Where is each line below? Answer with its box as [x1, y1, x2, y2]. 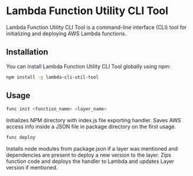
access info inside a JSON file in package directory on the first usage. [6, 123, 176, 131]
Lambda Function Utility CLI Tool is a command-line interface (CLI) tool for [6, 24, 187, 31]
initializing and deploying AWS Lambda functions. [6, 30, 127, 37]
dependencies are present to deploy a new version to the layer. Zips [6, 152, 171, 159]
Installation [6, 47, 48, 57]
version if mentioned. [6, 164, 58, 171]
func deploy [6, 135, 35, 141]
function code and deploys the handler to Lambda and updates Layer [6, 158, 174, 165]
